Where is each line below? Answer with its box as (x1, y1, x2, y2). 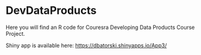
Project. (5, 30, 25, 37)
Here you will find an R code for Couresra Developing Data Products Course (5, 24, 195, 31)
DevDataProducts (5, 4, 97, 18)
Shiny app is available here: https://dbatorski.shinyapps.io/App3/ (5, 42, 167, 49)
